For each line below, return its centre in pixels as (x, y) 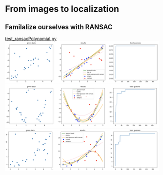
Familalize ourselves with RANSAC (59, 27)
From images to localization (62, 9)
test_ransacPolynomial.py (31, 39)
